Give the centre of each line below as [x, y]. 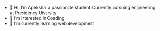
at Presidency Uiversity [33, 13]
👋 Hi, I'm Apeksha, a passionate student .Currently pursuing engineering [82, 8]
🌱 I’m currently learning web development [52, 23]
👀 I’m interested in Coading [37, 18]
